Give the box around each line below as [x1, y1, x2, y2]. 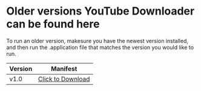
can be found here [6, 17, 100, 31]
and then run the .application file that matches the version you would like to [6, 44, 194, 51]
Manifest [50, 64, 77, 73]
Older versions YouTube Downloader [6, 4, 195, 18]
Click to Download [38, 75, 90, 83]
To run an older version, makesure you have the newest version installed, [6, 37, 189, 44]
